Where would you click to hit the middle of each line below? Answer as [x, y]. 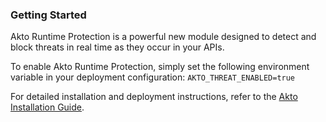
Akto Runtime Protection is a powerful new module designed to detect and [163, 37]
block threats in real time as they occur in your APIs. [117, 47]
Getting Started [48, 15]
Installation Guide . [47, 107]
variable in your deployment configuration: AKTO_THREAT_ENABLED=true [153, 77]
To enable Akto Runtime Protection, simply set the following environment [160, 67]
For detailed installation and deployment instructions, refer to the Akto [154, 97]
